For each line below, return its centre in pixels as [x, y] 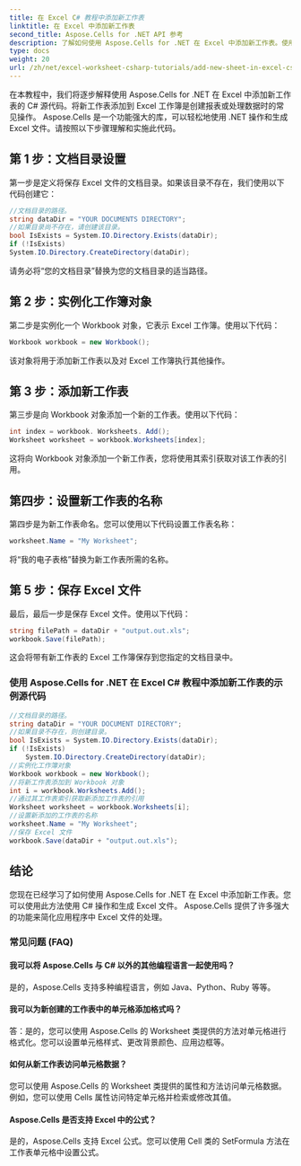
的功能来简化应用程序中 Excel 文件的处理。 [88, 916]
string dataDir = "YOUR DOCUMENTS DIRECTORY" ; [98, 219]
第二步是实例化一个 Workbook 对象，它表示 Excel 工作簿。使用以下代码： [145, 325]
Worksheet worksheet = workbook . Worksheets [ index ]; [107, 440]
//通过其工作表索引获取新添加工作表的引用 [77, 799]
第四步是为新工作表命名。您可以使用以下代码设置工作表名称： [123, 524]
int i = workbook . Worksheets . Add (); [77, 791]
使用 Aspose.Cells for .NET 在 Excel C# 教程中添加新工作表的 [142, 683]
